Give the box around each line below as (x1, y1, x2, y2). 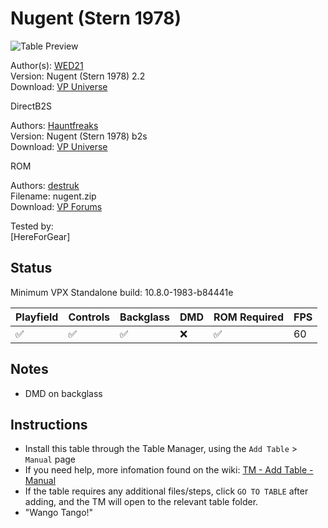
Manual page (24, 453, 77, 466)
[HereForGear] (10, 230, 71, 242)
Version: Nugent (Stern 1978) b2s (10, 130, 148, 142)
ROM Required (213, 310, 284, 324)
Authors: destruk (10, 179, 80, 191)
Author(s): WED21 (10, 59, 84, 71)
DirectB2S (10, 100, 52, 112)
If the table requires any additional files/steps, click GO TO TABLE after (24, 485, 309, 497)
